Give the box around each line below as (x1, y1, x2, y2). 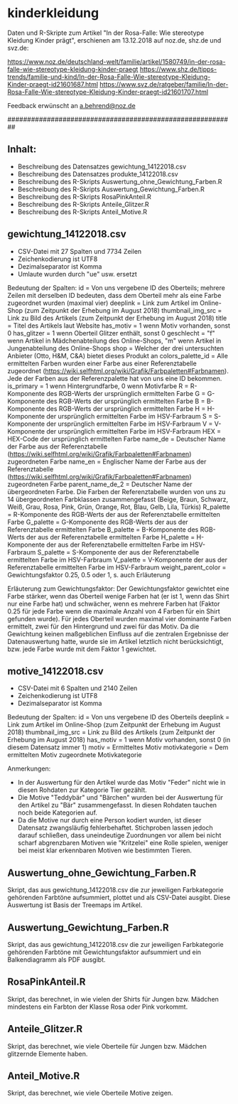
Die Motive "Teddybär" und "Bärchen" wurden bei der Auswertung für (17, 793, 224, 802)
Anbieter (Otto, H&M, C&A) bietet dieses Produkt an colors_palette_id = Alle (7, 351, 229, 360)
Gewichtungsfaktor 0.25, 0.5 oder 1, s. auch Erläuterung (7, 570, 171, 579)
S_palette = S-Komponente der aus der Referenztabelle (37, 547, 200, 556)
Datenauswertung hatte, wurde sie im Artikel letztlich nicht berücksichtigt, (7, 637, 224, 645)
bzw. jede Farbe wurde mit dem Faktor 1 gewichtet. (7, 645, 157, 653)
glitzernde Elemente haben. (7, 1049, 88, 1058)
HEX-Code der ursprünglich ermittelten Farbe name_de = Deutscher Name (7, 434, 226, 443)
